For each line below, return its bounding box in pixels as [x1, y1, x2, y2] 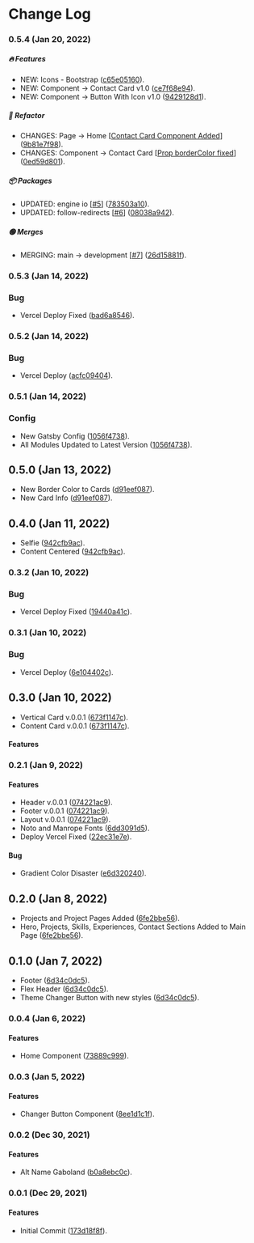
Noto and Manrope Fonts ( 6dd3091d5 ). [19, 823, 150, 834]
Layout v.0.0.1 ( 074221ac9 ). [19, 815, 111, 825]
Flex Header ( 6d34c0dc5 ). [19, 984, 109, 994]
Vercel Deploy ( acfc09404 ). [19, 371, 113, 380]
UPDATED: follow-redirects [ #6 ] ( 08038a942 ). [19, 208, 175, 218]
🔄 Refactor [8, 110, 45, 120]
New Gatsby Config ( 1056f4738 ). [19, 431, 131, 441]
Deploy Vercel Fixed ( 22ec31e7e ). [19, 832, 132, 842]
